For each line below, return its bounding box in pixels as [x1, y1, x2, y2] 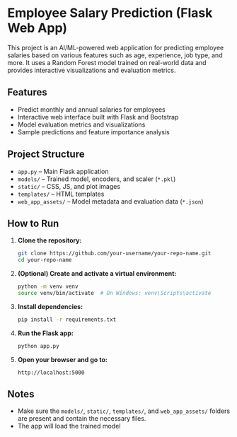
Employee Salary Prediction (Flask [7, 5, 213, 21]
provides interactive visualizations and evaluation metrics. [7, 66, 176, 74]
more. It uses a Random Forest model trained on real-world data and [7, 58, 207, 66]
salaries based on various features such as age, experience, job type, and [7, 51, 223, 59]
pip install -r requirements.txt [17, 316, 117, 323]
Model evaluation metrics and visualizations [17, 120, 146, 129]
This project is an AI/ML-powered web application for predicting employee [7, 43, 224, 52]
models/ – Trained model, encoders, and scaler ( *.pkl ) [17, 175, 176, 183]
